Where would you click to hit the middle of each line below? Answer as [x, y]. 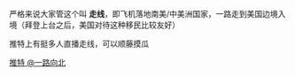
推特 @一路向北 [38, 62]
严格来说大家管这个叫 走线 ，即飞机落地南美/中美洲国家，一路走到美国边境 [144, 14]
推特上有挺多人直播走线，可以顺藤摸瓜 [79, 44]
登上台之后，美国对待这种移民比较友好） [106, 25]
